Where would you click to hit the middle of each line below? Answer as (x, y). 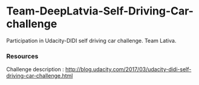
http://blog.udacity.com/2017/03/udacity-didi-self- (129, 69)
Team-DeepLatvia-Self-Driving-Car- (100, 11)
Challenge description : (35, 69)
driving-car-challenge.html (40, 76)
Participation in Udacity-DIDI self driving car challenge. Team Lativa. (91, 40)
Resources (22, 56)
